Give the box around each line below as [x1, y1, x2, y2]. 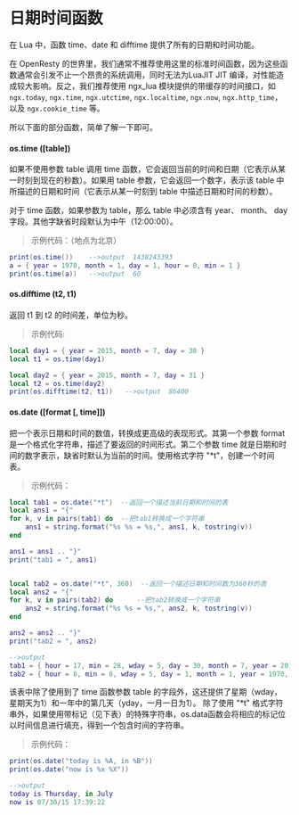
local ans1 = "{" [9, 506, 74, 515]
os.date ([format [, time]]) [9, 407, 106, 417]
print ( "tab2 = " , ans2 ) [9, 637, 98, 646]
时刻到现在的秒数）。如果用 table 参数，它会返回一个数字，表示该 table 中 [16, 175, 285, 185]
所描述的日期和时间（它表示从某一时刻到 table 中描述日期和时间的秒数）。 [9, 186, 278, 197]
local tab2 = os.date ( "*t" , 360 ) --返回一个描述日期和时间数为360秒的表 [9, 579, 267, 589]
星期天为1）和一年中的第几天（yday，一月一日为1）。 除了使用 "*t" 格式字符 [9, 697, 284, 709]
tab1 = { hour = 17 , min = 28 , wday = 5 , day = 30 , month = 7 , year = [9, 661, 278, 670]
